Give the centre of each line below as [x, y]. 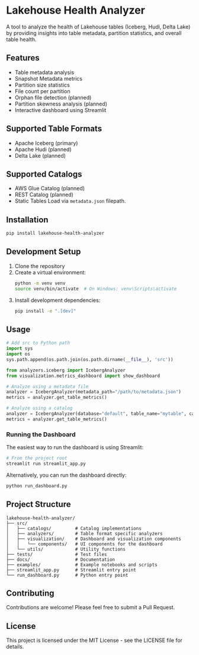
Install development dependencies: [57, 300]
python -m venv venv [40, 283]
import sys [20, 349]
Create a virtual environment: [50, 272]
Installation [27, 220]
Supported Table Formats [54, 129]
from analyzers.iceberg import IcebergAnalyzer [66, 370]
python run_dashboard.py [37, 486]
